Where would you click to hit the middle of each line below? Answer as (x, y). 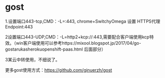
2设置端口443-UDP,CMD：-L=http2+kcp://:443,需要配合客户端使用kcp (77, 37)
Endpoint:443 (19, 26)
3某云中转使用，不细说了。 (33, 59)
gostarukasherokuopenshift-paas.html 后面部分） (56, 49)
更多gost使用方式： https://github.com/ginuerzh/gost (59, 70)
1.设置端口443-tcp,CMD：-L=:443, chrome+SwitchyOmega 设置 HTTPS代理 (83, 21)
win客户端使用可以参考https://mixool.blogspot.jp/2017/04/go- (79, 43)
